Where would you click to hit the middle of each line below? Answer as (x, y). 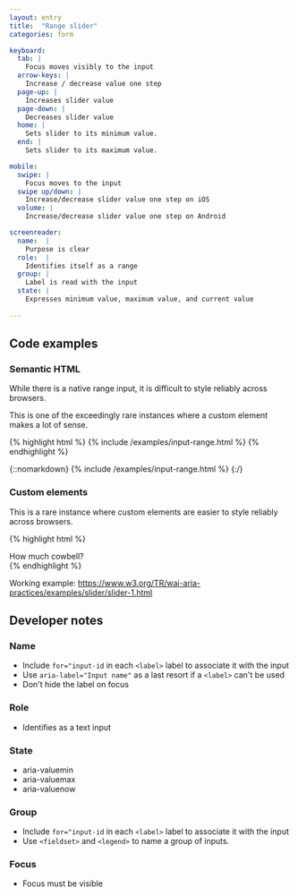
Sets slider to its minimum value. (92, 134)
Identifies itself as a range (82, 266)
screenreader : (36, 233)
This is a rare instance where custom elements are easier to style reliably (144, 512)
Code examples (54, 344)
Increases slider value (70, 100)
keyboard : (28, 50)
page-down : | (42, 108)
